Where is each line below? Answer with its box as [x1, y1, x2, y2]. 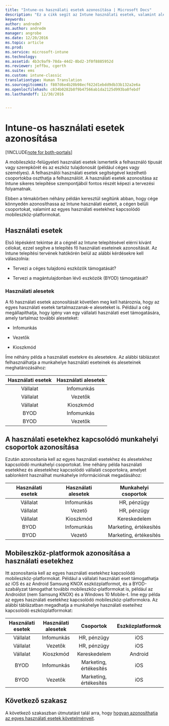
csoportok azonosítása [5, 443, 79, 451]
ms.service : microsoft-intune [5, 49, 69, 54]
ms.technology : [5, 54, 37, 59]
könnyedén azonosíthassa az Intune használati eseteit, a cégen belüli [5, 201, 149, 207]
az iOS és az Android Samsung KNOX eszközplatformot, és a [5, 581, 132, 587]
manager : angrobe [5, 31, 42, 36]
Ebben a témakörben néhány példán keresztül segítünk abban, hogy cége [5, 196, 158, 202]
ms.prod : [5, 45, 24, 50]
